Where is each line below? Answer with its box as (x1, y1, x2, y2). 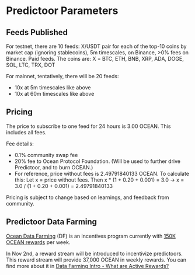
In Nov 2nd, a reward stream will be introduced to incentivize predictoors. (6, 250, 183, 257)
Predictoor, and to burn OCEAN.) (14, 163, 93, 170)
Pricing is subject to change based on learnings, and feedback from (6, 194, 169, 201)
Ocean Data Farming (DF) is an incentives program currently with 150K (6, 232, 176, 239)
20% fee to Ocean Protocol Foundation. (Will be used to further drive (14, 158, 181, 165)
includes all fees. (6, 128, 47, 135)
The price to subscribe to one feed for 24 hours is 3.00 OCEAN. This (6, 123, 171, 130)
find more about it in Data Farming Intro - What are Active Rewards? (6, 262, 169, 269)
